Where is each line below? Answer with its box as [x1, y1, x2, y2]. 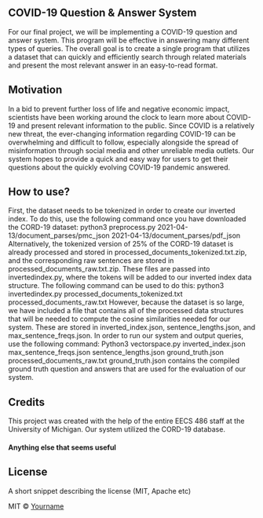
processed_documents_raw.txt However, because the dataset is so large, [8, 297, 245, 307]
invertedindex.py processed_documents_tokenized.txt [8, 290, 183, 299]
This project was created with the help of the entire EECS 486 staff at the [8, 416, 245, 426]
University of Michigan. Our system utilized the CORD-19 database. [8, 425, 226, 434]
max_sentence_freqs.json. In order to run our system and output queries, [8, 331, 244, 341]
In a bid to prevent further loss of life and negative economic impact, [8, 104, 230, 113]
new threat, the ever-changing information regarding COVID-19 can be [8, 129, 236, 138]
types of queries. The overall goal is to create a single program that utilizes [8, 43, 250, 53]
